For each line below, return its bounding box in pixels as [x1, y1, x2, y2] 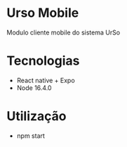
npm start [16, 132, 45, 140]
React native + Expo [16, 76, 75, 84]
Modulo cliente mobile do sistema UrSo [6, 28, 121, 37]
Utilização [6, 108, 67, 124]
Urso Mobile [6, 5, 79, 21]
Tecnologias [6, 53, 80, 69]
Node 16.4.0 [16, 83, 52, 92]
